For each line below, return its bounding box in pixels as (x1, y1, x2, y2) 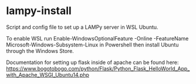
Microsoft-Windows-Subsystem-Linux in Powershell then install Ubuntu (6, 41, 179, 48)
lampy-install (6, 4, 72, 18)
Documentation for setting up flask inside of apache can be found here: (6, 59, 179, 66)
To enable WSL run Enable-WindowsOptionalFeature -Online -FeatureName (6, 35, 189, 42)
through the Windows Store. (6, 47, 75, 54)
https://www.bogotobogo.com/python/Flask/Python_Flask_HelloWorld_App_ (6, 65, 190, 72)
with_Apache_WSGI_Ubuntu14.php (6, 71, 90, 78)
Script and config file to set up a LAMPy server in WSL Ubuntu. (6, 23, 158, 31)
